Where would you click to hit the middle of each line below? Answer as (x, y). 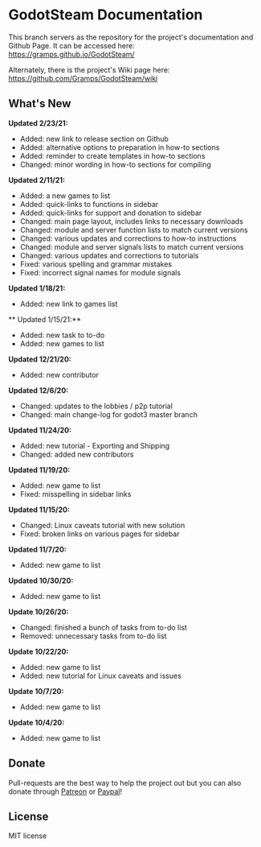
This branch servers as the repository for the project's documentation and (131, 37)
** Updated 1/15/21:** (45, 319)
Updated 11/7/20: (37, 549)
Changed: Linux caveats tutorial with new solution (102, 525)
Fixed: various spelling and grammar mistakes (96, 264)
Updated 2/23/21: (38, 123)
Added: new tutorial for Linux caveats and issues (101, 676)
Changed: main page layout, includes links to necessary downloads (131, 221)
